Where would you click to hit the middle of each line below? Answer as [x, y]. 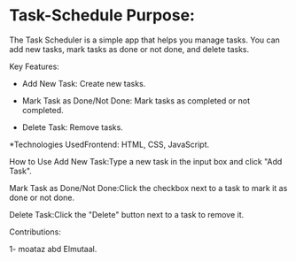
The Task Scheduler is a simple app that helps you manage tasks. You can [145, 40]
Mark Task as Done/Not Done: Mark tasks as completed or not [136, 100]
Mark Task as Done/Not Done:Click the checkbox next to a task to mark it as [148, 188]
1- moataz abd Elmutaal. [53, 249]
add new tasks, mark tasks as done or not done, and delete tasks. [129, 49]
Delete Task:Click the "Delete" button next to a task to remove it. [127, 214]
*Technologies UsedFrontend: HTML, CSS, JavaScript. [109, 144]
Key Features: [34, 66]
